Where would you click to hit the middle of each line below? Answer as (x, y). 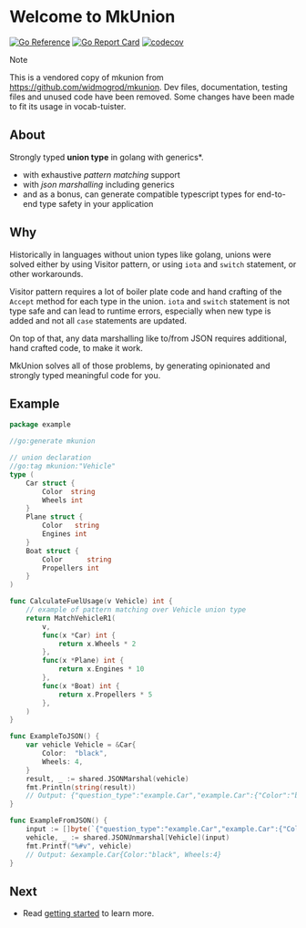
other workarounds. (46, 273)
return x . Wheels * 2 (97, 644)
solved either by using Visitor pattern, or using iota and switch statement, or (153, 264)
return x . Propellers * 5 (105, 695)
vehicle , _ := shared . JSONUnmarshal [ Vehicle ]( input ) (128, 837)
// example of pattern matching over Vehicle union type (136, 610)
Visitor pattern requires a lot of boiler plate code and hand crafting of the (146, 291)
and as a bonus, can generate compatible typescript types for (138, 194)
